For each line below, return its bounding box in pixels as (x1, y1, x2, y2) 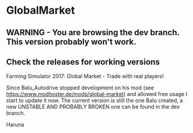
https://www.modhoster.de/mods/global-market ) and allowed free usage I (6, 91, 188, 98)
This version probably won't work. (6, 36, 137, 47)
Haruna (6, 121, 24, 128)
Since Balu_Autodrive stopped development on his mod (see (6, 84, 154, 91)
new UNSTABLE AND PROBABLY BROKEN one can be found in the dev (6, 103, 180, 110)
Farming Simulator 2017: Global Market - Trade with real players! (6, 73, 164, 80)
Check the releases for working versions (6, 57, 160, 67)
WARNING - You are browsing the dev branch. (6, 27, 180, 38)
